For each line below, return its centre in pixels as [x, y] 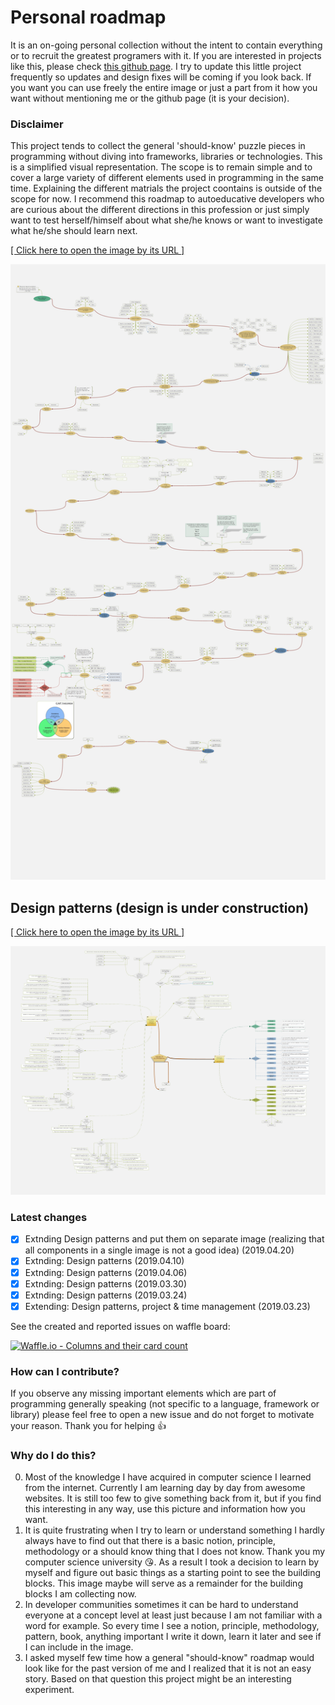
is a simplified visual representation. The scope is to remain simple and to [161, 167]
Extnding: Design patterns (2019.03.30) [106, 1283]
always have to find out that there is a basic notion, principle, [150, 1541]
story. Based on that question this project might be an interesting [158, 1679]
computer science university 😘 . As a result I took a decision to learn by [172, 1562]
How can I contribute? [65, 1371]
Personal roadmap [88, 17]
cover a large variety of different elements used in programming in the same [167, 178]
